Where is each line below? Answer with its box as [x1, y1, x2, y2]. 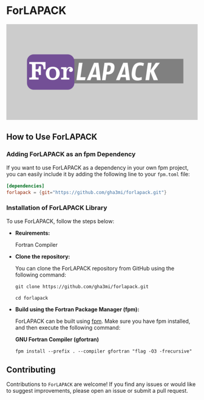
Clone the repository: [15, 253, 70, 260]
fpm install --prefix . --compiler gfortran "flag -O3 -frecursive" [15, 348, 192, 354]
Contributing [6, 365, 56, 375]
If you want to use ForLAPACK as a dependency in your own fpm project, [6, 164, 189, 171]
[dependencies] [6, 183, 45, 189]
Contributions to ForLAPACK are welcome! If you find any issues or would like [6, 381, 196, 388]
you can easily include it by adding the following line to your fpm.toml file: [6, 170, 190, 178]
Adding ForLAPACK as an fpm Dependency [6, 150, 136, 159]
